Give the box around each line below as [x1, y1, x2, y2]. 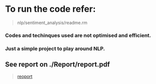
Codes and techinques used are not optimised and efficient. [5, 32, 152, 39]
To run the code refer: [5, 3, 96, 15]
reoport [17, 73, 33, 79]
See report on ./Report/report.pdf [5, 60, 110, 69]
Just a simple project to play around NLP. [5, 45, 105, 52]
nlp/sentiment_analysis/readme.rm [17, 20, 88, 26]
